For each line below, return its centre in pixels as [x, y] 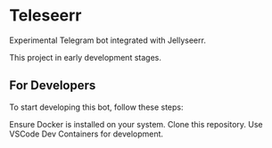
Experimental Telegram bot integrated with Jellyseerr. [108, 40]
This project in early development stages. [86, 57]
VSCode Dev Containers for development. [86, 134]
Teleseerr [45, 16]
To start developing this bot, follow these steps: [97, 107]
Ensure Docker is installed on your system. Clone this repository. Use [136, 124]
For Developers [53, 86]
